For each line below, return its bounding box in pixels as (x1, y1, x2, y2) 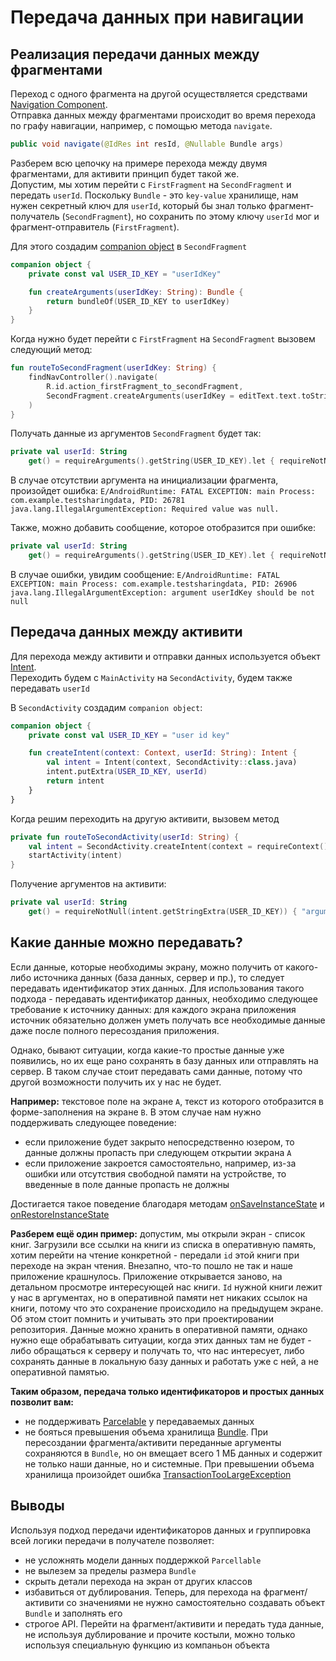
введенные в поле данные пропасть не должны (24, 1178, 230, 1190)
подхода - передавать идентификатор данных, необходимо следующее (10, 992, 318, 1005)
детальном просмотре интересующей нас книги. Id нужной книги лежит (10, 1281, 323, 1293)
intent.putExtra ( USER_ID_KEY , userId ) (46, 767, 208, 777)
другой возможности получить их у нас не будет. (10, 1076, 222, 1088)
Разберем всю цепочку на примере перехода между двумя (10, 157, 268, 169)
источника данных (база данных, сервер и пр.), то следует (33, 971, 285, 983)
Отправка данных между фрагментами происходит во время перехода (10, 109, 317, 121)
